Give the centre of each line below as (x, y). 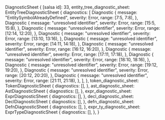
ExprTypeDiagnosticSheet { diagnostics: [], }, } (52, 112)
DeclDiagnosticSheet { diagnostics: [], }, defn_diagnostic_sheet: (70, 101)
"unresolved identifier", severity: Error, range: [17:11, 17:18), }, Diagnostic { (79, 54)
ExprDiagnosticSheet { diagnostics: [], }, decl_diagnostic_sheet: (69, 96)
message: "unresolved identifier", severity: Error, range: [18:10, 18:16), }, (78, 60)
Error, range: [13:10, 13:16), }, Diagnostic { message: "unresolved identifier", (81, 39)
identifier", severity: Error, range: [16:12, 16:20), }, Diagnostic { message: (78, 49)
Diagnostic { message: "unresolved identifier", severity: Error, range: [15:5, (81, 23)
